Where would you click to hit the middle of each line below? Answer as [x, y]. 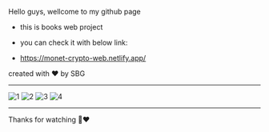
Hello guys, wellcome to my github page [75, 12]
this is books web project [61, 27]
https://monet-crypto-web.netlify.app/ [83, 58]
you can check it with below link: [74, 42]
